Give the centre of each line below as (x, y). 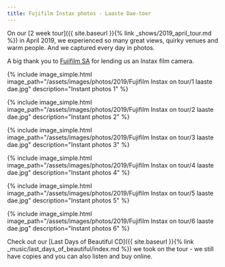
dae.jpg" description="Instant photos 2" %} (68, 117)
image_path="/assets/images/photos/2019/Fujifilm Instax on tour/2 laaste (110, 109)
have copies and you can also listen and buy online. (80, 256)
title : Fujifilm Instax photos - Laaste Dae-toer (79, 13)
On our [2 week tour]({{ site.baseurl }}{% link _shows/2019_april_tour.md (109, 33)
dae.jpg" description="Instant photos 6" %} (68, 228)
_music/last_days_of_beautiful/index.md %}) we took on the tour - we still (110, 248)
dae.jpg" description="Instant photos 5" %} (68, 200)
